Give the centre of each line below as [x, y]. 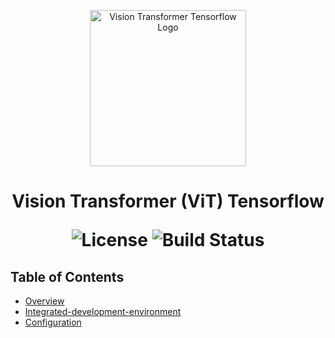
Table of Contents [67, 276]
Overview [44, 301]
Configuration [53, 322]
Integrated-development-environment [103, 311]
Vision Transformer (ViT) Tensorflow [168, 201]
